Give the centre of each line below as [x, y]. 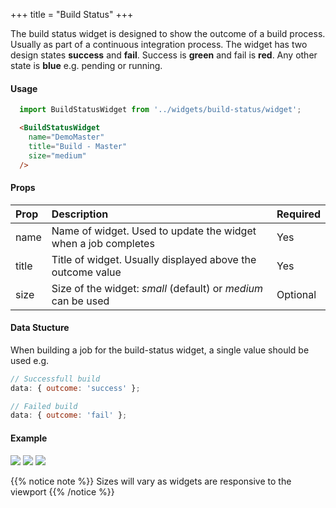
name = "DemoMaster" [66, 137]
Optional [296, 294]
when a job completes [103, 243]
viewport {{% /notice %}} [62, 491]
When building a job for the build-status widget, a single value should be [160, 350]
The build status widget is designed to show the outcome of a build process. [168, 33]
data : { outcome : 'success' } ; [75, 388]
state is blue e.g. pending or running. [86, 65]
